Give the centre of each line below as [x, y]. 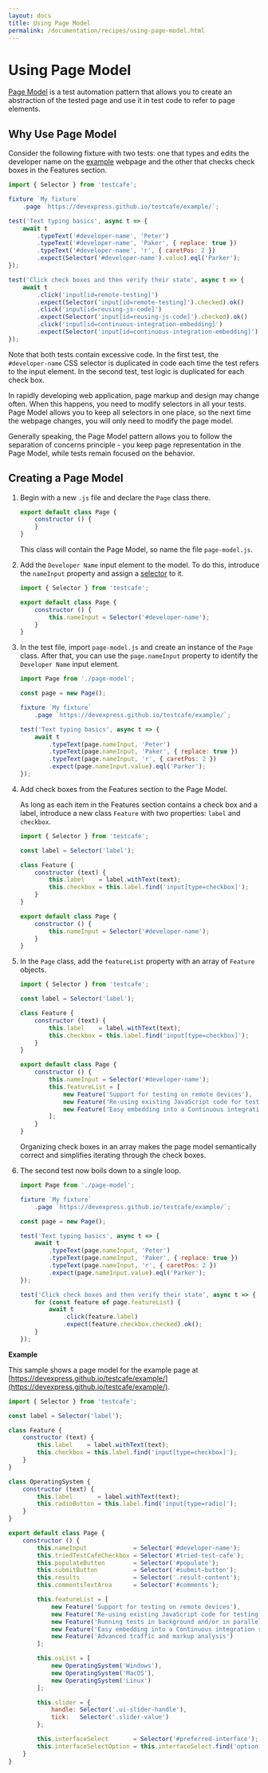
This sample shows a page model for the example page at [103, 1369]
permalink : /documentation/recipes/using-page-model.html [106, 30]
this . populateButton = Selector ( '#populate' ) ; [128, 1563]
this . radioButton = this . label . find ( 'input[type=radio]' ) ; [137, 1504]
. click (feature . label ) [100, 1317]
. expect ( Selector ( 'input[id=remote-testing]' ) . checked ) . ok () [141, 302]
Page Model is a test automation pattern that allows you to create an [120, 92]
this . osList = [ [64, 1659]
